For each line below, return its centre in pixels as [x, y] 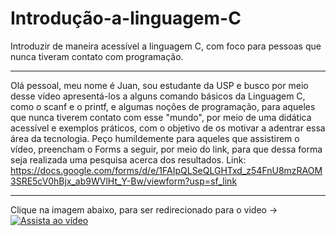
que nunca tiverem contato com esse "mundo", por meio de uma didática [161, 117]
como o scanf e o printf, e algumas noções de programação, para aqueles [163, 106]
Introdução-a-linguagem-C [126, 18]
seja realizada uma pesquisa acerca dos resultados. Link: [128, 159]
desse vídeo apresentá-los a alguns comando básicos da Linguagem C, [158, 96]
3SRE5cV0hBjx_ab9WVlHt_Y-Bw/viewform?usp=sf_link [124, 181]
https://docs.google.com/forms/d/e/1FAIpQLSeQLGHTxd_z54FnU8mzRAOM [166, 170]
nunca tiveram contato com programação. [97, 56]
